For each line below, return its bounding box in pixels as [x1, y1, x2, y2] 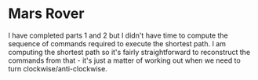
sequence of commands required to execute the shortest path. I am [8, 38, 226, 48]
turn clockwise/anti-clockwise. [8, 64, 107, 73]
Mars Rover [8, 5, 85, 23]
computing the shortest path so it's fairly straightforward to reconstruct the [8, 47, 251, 56]
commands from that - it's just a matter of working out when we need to [8, 56, 241, 65]
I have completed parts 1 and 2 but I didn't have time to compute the [8, 31, 229, 40]
